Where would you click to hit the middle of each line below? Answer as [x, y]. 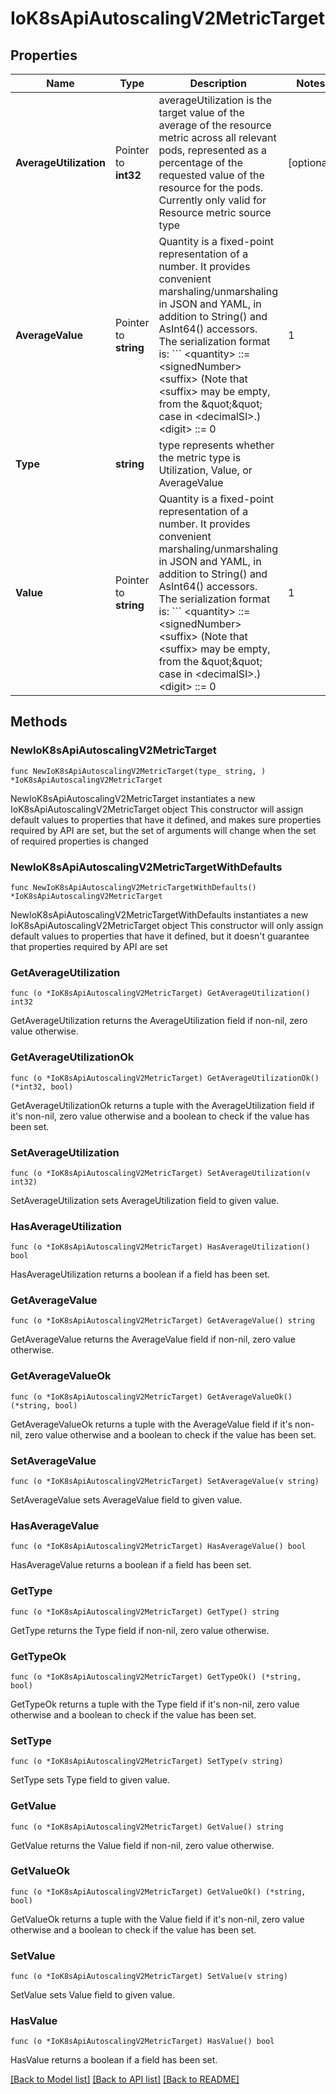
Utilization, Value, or [205, 470]
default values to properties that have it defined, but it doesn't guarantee [160, 936]
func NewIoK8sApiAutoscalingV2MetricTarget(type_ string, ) [138, 771]
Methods [39, 722]
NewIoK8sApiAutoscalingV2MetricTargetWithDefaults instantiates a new [159, 914]
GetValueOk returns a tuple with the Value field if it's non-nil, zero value [157, 1919]
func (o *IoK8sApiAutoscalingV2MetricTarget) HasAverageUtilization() [160, 1247]
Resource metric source [215, 212]
